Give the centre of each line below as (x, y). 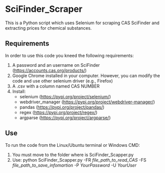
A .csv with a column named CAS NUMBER (56, 86)
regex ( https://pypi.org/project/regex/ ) (58, 112)
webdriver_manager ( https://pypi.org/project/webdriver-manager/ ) (87, 102)
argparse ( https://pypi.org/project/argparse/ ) (65, 118)
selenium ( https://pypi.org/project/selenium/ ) (65, 96)
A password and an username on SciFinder (56, 65)
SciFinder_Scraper (44, 9)
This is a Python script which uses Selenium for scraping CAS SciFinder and (82, 23)
